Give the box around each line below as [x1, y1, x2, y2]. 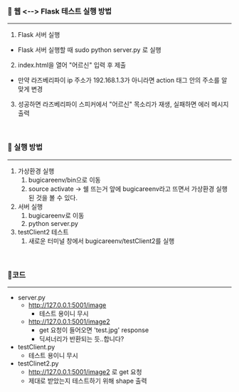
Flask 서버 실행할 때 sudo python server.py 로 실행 [17, 46, 161, 54]
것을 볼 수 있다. [36, 193, 78, 202]
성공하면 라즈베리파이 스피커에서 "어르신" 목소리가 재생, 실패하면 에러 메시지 [17, 100, 229, 108]
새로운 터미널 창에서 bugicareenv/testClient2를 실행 [28, 237, 175, 245]
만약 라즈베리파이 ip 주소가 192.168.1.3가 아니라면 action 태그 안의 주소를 [17, 76, 221, 85]
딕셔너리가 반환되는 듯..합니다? [38, 334, 124, 343]
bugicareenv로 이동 [28, 211, 85, 220]
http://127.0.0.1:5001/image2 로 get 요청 [28, 367, 142, 376]
